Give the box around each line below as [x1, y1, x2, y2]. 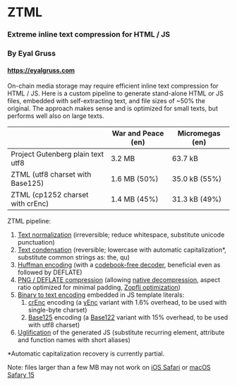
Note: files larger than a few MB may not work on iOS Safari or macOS [7, 363, 211, 372]
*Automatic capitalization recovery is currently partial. [7, 349, 165, 358]
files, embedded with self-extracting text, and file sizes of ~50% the [7, 97, 206, 105]
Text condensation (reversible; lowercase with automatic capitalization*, [17, 245, 227, 255]
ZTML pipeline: [7, 217, 51, 226]
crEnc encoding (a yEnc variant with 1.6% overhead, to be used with [28, 298, 227, 307]
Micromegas [177, 129, 221, 139]
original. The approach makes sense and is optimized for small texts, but [7, 104, 219, 113]
